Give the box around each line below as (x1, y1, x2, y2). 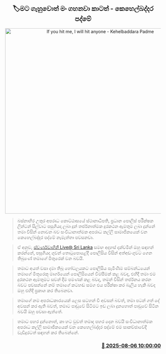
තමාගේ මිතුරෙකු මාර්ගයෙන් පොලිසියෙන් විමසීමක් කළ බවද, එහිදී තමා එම (17, 270, 156, 276)
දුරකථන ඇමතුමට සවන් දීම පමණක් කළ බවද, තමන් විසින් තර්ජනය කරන (17, 276, 152, 282)
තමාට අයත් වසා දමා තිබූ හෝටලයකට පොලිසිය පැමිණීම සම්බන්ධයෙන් (17, 265, 150, 271)
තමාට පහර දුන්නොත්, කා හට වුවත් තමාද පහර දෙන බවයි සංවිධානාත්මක (17, 318, 153, 324)
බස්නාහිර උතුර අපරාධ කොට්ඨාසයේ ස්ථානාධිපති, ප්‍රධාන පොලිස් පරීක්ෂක (17, 218, 154, 223)
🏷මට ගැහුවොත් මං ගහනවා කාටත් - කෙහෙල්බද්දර (12, 4, 154, 13)
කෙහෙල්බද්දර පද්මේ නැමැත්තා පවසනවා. (17, 234, 94, 240)
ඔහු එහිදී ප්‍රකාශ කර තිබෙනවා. (17, 287, 73, 293)
